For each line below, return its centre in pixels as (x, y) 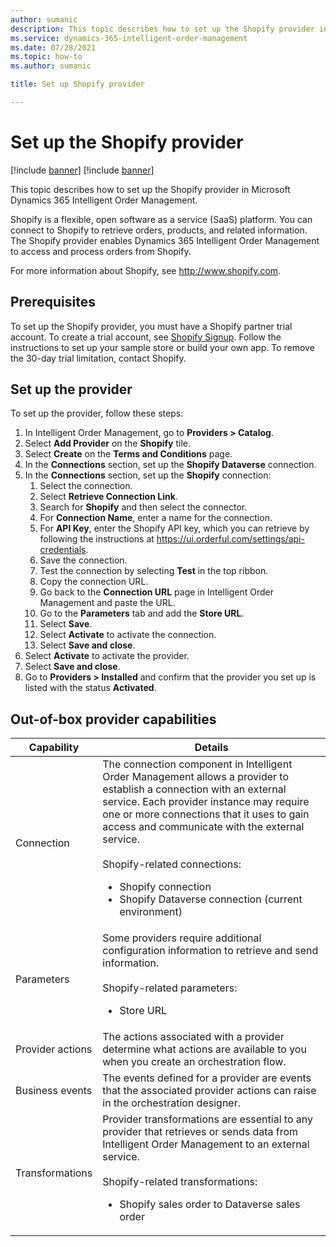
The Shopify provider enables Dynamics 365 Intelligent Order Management (165, 240)
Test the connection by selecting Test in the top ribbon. (154, 571)
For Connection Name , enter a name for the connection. (156, 518)
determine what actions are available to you (204, 1049)
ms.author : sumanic (51, 66)
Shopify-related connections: (172, 864)
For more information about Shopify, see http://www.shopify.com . (146, 270)
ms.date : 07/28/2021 (53, 47)
